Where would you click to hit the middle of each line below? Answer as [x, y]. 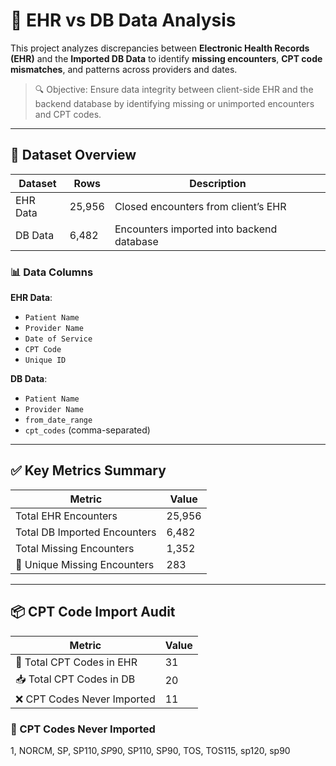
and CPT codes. [68, 114]
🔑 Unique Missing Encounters [85, 564]
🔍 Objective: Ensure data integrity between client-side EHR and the [174, 89]
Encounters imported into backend [196, 229]
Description [218, 183]
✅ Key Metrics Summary [88, 470]
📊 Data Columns [52, 272]
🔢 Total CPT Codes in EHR [76, 662]
